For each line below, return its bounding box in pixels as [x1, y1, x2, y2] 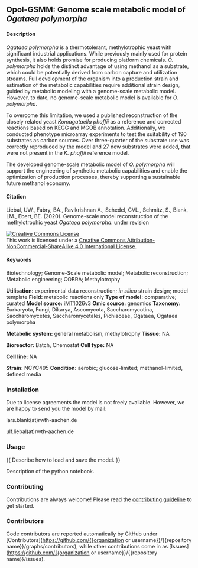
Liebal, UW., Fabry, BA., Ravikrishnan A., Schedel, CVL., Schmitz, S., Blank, [6, 206, 189, 213]
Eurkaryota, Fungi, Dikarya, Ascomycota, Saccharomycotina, [6, 306, 154, 313]
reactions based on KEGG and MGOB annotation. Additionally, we [6, 124, 165, 131]
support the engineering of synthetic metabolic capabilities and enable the [6, 167, 188, 174]
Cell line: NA [6, 353, 37, 360]
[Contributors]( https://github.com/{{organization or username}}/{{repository [6, 537, 192, 544]
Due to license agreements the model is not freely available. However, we [6, 399, 185, 406]
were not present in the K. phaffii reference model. [6, 149, 129, 156]
